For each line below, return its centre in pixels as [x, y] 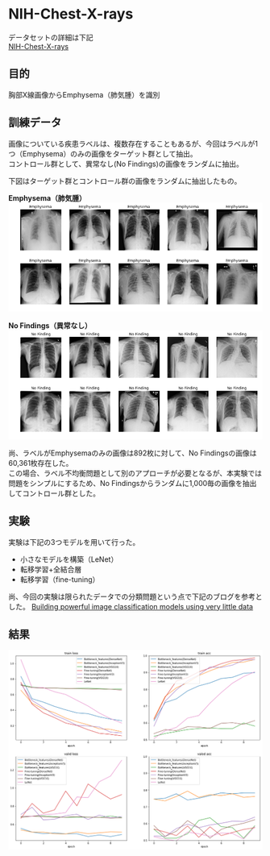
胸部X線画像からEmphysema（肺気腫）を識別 [84, 94]
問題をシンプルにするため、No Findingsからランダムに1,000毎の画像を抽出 [133, 483]
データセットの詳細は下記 [51, 37]
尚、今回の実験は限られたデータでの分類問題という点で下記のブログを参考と [135, 596]
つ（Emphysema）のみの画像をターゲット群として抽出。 [103, 153]
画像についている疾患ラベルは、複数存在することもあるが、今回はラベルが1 [133, 143]
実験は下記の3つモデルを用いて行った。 [74, 542]
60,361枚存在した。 [41, 463]
